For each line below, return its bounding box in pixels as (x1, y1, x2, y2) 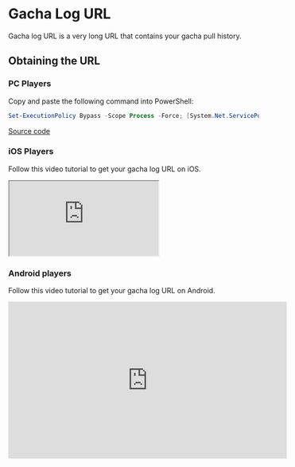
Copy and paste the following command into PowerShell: (8, 96, 194, 106)
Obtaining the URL (8, 54, 101, 68)
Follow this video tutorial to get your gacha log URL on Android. (8, 286, 216, 296)
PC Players (8, 78, 52, 89)
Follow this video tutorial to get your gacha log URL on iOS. (8, 164, 201, 174)
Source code (8, 126, 50, 135)
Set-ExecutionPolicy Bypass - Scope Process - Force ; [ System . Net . (8, 112, 229, 120)
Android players (8, 268, 72, 279)
